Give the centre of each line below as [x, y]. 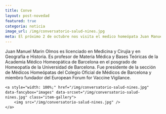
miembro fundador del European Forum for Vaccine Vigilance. [68, 78]
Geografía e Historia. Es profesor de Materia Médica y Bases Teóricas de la [82, 57]
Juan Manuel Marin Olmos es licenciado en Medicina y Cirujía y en [73, 51]
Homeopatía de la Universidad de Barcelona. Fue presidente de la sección [81, 67]
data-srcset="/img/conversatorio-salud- [98, 92]
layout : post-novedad [27, 16]
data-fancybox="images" [30, 92]
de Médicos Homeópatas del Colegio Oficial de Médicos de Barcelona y [78, 72]
